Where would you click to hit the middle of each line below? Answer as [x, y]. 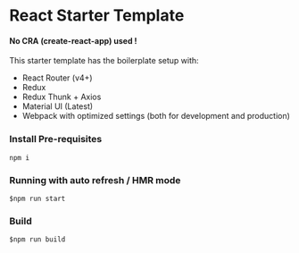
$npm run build [37, 240]
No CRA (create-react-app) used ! [73, 40]
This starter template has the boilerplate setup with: [104, 61]
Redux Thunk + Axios [62, 97]
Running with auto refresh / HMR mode [95, 180]
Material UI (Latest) [58, 106]
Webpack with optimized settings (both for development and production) [156, 116]
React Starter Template [97, 16]
